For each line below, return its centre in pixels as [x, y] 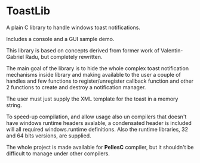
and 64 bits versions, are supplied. [49, 136]
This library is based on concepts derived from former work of [83, 50]
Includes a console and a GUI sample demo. [60, 39]
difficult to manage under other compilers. [58, 153]
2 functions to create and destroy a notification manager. [76, 87]
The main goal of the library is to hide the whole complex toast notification [98, 68]
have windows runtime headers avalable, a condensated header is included [99, 123]
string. [14, 105]
